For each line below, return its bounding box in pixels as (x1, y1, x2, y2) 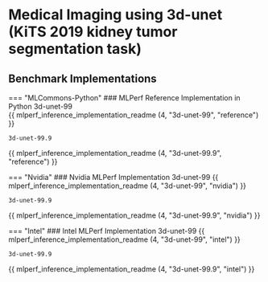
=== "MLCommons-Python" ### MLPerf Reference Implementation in (8, 93, 241, 102)
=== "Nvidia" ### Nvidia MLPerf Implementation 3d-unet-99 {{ (8, 173, 219, 182)
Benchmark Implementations (8, 72, 157, 85)
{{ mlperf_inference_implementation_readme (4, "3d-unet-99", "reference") (8, 110, 259, 120)
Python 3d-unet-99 (8, 102, 72, 111)
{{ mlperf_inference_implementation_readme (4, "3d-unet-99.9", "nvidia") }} (8, 210, 261, 220)
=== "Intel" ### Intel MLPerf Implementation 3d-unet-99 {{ (8, 227, 205, 235)
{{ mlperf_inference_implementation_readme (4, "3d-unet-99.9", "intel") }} (8, 264, 255, 274)
